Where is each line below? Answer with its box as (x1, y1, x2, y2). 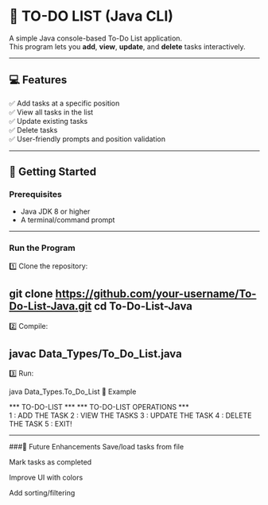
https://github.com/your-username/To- (55, 287, 257, 301)
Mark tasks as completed (9, 457, 92, 467)
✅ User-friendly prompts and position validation (9, 134, 166, 144)
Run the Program (9, 242, 76, 253)
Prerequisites (9, 189, 62, 200)
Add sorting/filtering (9, 488, 76, 498)
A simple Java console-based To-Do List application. (9, 33, 182, 43)
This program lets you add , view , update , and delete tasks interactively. (9, 41, 246, 51)
